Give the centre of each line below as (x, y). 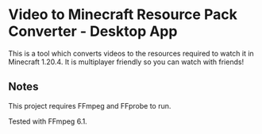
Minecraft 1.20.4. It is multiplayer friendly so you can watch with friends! (126, 62)
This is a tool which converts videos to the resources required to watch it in (131, 53)
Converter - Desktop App (93, 31)
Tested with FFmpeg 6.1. (48, 121)
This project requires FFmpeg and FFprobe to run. (90, 105)
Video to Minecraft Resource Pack (123, 15)
